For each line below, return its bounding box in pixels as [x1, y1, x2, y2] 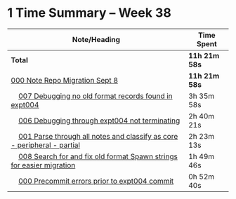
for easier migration [11, 160, 76, 170]
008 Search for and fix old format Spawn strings [18, 151, 178, 161]
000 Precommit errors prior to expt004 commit [18, 176, 174, 186]
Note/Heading [72, 34, 121, 44]
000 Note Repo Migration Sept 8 [11, 75, 118, 85]
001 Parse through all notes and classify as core [18, 131, 178, 141]
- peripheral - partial [11, 140, 81, 150]
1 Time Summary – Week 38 [7, 5, 172, 21]
